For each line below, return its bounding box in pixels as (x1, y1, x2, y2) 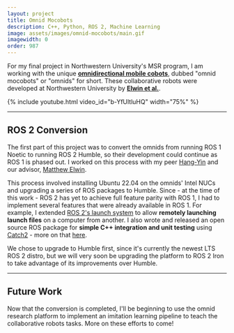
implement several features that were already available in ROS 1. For (7, 200, 202, 209)
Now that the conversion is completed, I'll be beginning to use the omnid (7, 304, 215, 313)
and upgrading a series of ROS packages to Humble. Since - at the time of (7, 186, 221, 194)
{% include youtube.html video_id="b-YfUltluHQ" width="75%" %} (7, 98, 199, 105)
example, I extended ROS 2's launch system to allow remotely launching (7, 208, 217, 216)
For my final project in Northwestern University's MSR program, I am (7, 62, 203, 70)
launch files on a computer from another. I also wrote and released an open (7, 216, 225, 224)
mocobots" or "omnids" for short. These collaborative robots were (7, 77, 197, 84)
